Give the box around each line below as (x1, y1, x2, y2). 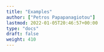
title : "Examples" (6, 8, 52, 15)
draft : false (6, 31, 39, 37)
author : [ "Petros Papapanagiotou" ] (6, 14, 96, 20)
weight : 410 (6, 36, 36, 42)
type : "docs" (6, 25, 39, 32)
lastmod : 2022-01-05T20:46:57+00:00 (6, 20, 98, 26)
